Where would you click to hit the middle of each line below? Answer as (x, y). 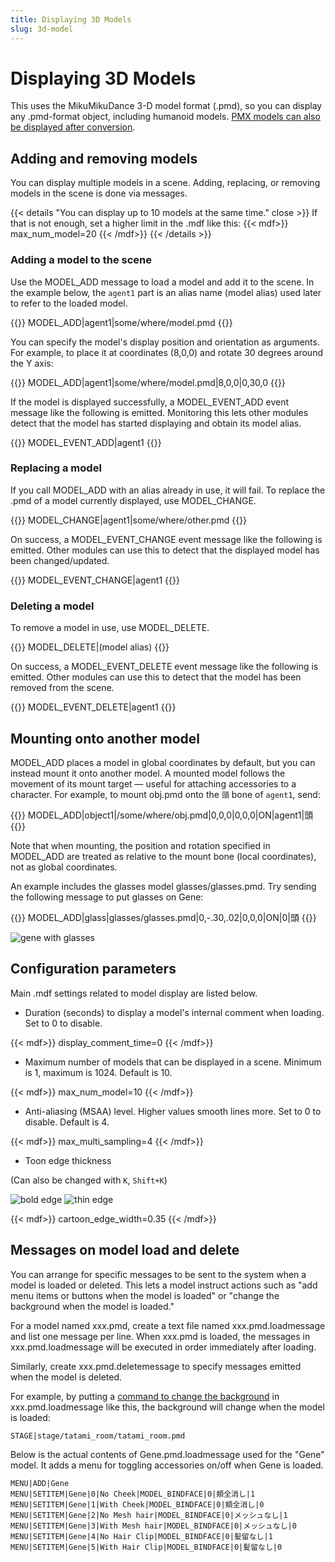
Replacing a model (56, 468)
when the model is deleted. (66, 1377)
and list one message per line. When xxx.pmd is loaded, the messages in (160, 1336)
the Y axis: (32, 363)
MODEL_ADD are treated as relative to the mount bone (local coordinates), (163, 856)
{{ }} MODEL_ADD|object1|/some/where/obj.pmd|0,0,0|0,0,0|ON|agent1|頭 (162, 815)
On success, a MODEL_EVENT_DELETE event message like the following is (164, 667)
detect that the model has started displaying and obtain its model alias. (156, 423)
